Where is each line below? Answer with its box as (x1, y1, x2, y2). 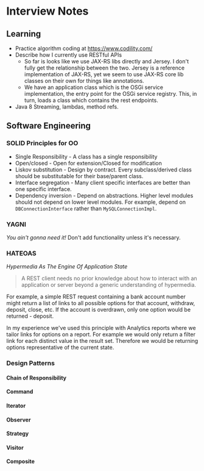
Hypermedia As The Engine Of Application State (6, 263, 128, 270)
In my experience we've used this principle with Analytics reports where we (6, 325, 196, 332)
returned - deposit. (6, 312, 54, 320)
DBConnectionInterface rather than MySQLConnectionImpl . (15, 204, 157, 212)
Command (6, 388, 33, 395)
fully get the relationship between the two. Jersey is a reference (24, 64, 185, 71)
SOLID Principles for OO (6, 139, 79, 148)
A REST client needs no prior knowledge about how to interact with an (21, 275, 197, 282)
